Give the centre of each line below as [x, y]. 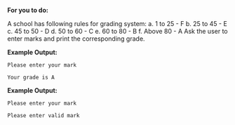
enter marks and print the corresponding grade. [76, 39]
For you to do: [28, 10]
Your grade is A [31, 77]
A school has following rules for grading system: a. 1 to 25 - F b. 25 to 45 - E [117, 24]
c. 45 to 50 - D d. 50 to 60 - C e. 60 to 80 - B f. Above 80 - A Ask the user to [117, 31]
